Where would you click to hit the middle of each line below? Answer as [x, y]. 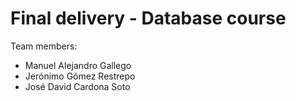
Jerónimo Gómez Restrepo [80, 76]
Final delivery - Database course [148, 18]
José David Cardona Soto [77, 86]
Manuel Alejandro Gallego [78, 65]
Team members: [44, 46]
